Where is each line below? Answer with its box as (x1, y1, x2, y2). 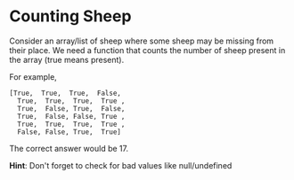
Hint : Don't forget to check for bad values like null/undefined (9, 160, 233, 170)
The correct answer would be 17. (9, 143, 129, 153)
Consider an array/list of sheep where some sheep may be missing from (9, 35, 274, 46)
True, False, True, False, (17, 104, 126, 113)
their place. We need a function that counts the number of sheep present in (9, 44, 286, 55)
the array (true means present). (9, 54, 125, 65)
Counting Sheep (9, 6, 132, 27)
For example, (9, 71, 58, 82)
